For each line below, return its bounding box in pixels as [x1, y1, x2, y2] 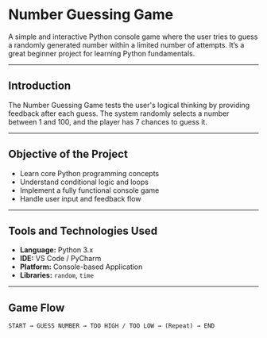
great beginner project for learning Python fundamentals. [8, 48, 195, 58]
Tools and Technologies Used [8, 224, 157, 237]
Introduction [8, 79, 72, 93]
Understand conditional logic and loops [19, 177, 149, 186]
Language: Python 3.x [19, 245, 94, 255]
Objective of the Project [8, 148, 129, 161]
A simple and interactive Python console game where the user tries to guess [8, 32, 258, 41]
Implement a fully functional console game [19, 185, 160, 195]
